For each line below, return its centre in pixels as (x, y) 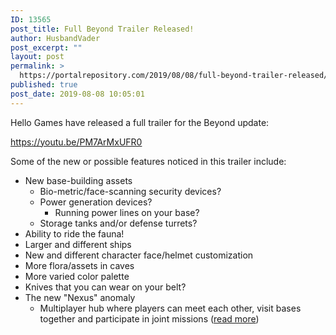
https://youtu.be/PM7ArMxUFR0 (76, 142)
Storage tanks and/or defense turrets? (118, 223)
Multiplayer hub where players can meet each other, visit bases (170, 308)
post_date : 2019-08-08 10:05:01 (77, 94)
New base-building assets (78, 180)
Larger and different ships (78, 244)
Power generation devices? (96, 202)
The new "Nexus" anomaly (80, 297)
